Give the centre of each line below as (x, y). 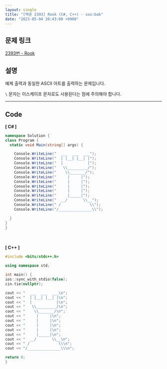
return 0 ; (15, 358)
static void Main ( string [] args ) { (46, 145)
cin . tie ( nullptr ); (24, 284)
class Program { (22, 140)
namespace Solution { (28, 136)
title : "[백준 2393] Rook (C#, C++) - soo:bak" (54, 14)
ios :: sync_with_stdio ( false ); (37, 279)
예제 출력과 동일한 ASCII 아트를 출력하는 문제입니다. (55, 83)
